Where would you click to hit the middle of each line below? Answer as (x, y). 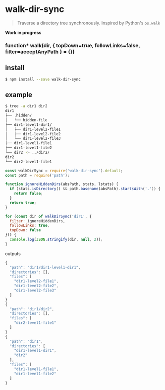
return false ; (28, 194)
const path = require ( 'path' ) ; (37, 175)
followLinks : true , (30, 226)
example (19, 95)
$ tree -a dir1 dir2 (27, 106)
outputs (13, 253)
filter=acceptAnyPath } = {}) (40, 52)
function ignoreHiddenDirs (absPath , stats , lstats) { (62, 184)
